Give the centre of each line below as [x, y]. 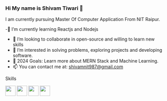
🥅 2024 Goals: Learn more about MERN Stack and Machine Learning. [86, 61]
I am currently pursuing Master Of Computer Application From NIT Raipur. [83, 19]
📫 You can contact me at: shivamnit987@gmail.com [68, 67]
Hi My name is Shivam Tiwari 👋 [44, 8]
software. [23, 55]
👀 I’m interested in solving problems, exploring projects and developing [87, 50]
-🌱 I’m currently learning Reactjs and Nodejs [52, 29]
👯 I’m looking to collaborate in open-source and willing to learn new [83, 39]
